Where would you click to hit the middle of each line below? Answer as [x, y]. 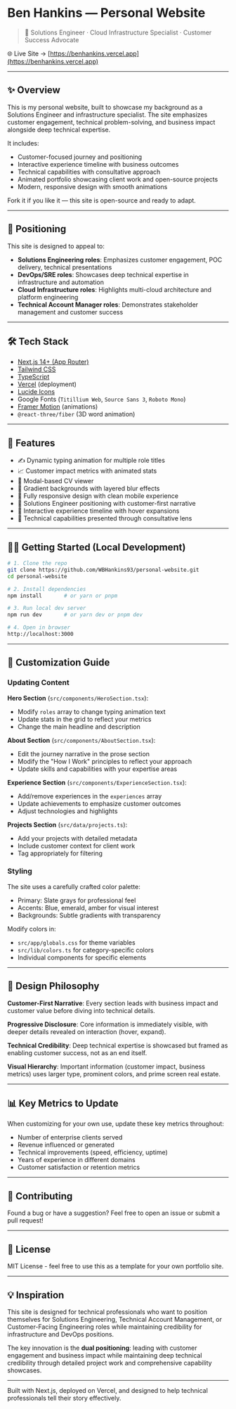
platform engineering [48, 297]
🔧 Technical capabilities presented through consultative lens [105, 518]
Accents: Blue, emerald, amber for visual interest [88, 907]
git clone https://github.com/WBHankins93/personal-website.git [103, 570]
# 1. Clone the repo [38, 563]
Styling [20, 872]
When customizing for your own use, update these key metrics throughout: [116, 1124]
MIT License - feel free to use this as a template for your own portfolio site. [116, 1266]
